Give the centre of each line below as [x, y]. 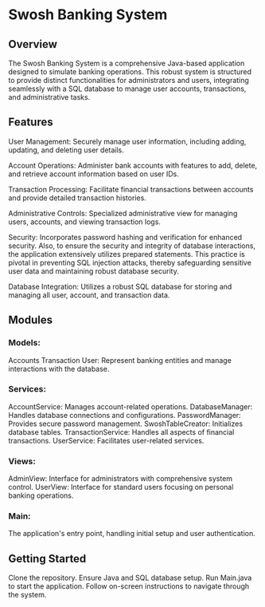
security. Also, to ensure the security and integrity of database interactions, [132, 246]
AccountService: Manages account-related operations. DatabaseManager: [131, 406]
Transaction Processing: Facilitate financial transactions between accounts [131, 189]
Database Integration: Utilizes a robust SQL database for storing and [120, 286]
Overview [33, 44]
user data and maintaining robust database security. [94, 271]
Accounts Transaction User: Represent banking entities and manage [120, 360]
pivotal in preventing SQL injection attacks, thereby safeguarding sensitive [130, 262]
